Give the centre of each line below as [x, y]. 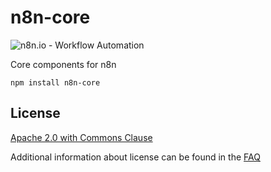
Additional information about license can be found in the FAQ [135, 157]
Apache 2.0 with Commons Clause [81, 137]
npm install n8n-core [55, 82]
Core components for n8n [63, 64]
